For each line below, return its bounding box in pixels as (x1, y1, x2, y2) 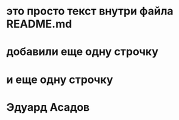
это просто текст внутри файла (6, 4, 174, 18)
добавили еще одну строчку (6, 45, 159, 59)
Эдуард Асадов (6, 100, 90, 114)
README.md (6, 17, 72, 31)
